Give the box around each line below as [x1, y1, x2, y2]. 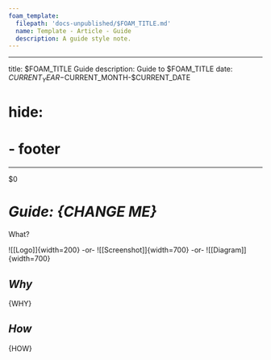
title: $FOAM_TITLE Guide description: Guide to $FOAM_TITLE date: [8, 64, 233, 74]
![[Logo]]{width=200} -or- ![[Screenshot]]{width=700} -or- [8, 245, 205, 255]
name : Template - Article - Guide [15, 27, 131, 35]
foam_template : [8, 11, 60, 20]
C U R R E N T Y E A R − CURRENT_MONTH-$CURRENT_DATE [8, 73, 191, 85]
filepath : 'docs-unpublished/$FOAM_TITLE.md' [15, 19, 172, 28]
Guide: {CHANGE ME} [8, 203, 157, 221]
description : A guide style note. [15, 34, 131, 43]
